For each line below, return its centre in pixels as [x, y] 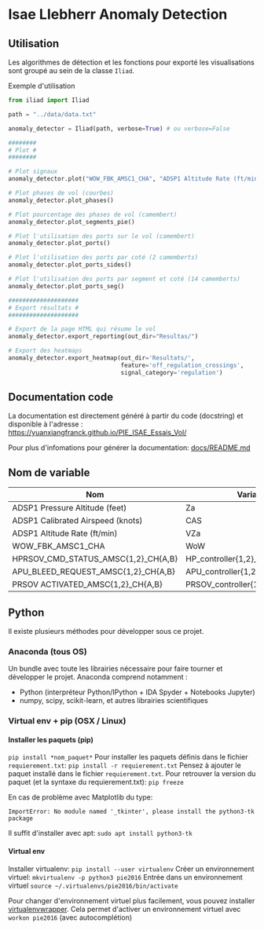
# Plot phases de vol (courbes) [61, 193]
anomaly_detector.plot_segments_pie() [71, 222]
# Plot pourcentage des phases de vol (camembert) [93, 214]
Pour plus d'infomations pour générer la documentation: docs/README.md [129, 448]
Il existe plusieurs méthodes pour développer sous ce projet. [106, 632]
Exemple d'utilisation [42, 86]
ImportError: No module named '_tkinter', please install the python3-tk [132, 812]
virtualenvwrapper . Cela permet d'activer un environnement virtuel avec [125, 909]
